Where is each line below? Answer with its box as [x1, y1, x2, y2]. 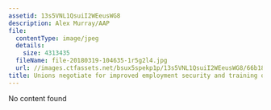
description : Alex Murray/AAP [8, 19, 110, 27]
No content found [8, 93, 67, 103]
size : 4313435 [23, 49, 70, 57]
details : [15, 42, 45, 50]
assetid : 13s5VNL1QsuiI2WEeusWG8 [8, 11, 121, 20]
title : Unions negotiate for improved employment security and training [8, 71, 258, 79]
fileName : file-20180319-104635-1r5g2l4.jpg [15, 57, 168, 65]
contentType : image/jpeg [15, 34, 99, 43]
